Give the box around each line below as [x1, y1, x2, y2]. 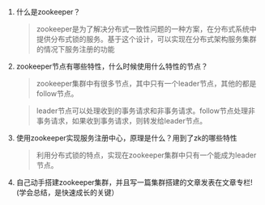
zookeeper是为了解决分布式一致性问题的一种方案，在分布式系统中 [36, 24, 257, 34]
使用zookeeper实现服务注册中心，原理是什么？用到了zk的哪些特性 [15, 133, 237, 143]
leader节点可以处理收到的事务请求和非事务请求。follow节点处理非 [36, 106, 255, 115]
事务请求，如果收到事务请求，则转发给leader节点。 [36, 116, 207, 125]
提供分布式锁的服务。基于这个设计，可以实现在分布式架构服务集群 [36, 35, 257, 44]
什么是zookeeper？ [15, 7, 81, 16]
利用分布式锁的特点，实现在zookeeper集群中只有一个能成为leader [36, 150, 257, 160]
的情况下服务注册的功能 [36, 44, 115, 54]
